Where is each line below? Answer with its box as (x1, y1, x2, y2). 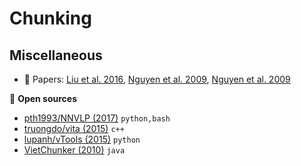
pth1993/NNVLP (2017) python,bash (23, 112, 171, 124)
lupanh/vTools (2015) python (23, 133, 141, 145)
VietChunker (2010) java (23, 144, 126, 156)
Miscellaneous (9, 47, 103, 64)
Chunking (9, 7, 92, 30)
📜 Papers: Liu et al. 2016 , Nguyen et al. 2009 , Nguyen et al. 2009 (23, 73, 291, 85)
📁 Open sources (9, 93, 78, 104)
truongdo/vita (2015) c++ (23, 123, 125, 134)
